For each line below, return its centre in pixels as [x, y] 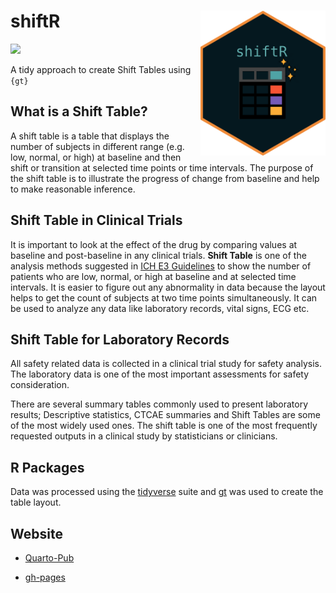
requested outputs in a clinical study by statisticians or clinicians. [144, 436]
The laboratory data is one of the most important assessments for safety [160, 374]
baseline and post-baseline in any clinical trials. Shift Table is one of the [158, 255]
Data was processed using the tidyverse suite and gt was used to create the [167, 492]
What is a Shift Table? [79, 111]
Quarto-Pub [49, 558]
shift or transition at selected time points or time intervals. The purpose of [162, 167]
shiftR [35, 21]
